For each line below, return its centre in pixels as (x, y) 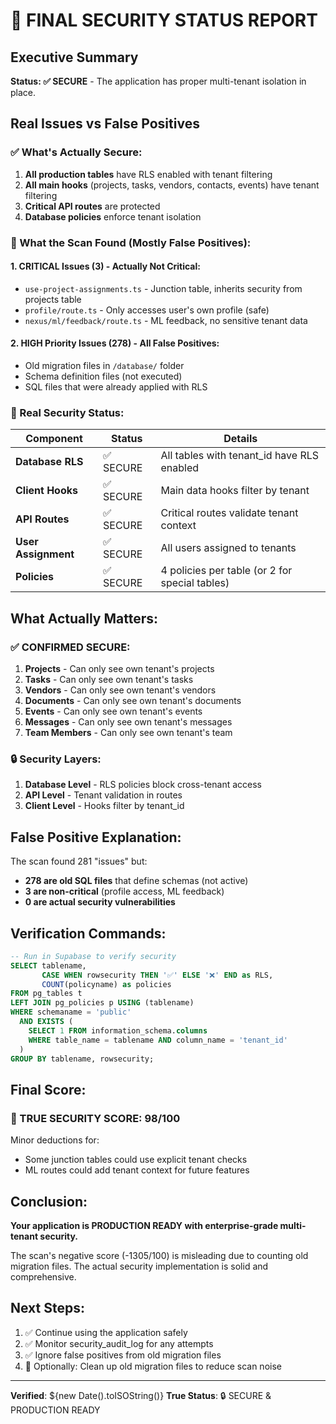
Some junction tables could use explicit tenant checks (136, 1160)
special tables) (195, 583)
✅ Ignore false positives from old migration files (123, 1355)
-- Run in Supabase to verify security (93, 956)
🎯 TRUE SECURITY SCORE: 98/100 (95, 1118)
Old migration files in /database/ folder (104, 366)
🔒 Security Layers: (56, 759)
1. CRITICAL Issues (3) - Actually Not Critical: (105, 266)
